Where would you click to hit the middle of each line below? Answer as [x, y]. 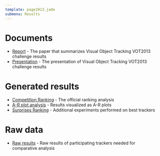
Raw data [24, 130]
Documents [29, 38]
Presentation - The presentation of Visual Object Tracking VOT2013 [79, 62]
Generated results [42, 86]
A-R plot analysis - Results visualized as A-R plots [62, 105]
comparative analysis [33, 148]
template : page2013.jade [30, 9]
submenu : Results [23, 14]
